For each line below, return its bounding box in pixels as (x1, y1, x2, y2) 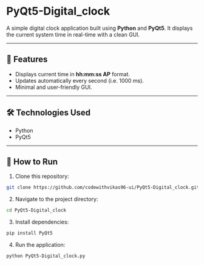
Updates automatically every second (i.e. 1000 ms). (15, 77, 144, 84)
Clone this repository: (15, 172, 69, 180)
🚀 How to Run (6, 157, 58, 167)
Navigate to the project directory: (15, 196, 98, 203)
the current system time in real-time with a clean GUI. (6, 30, 140, 38)
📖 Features (6, 54, 48, 65)
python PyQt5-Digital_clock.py (6, 253, 86, 259)
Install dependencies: (15, 218, 69, 226)
